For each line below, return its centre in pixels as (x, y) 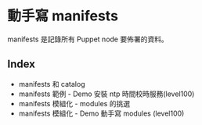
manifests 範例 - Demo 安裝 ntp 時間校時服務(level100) (106, 94)
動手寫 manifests (63, 16)
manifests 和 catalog (52, 84)
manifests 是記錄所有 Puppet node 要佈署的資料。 (88, 39)
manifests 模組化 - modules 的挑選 (74, 103)
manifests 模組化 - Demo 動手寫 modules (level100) (101, 113)
